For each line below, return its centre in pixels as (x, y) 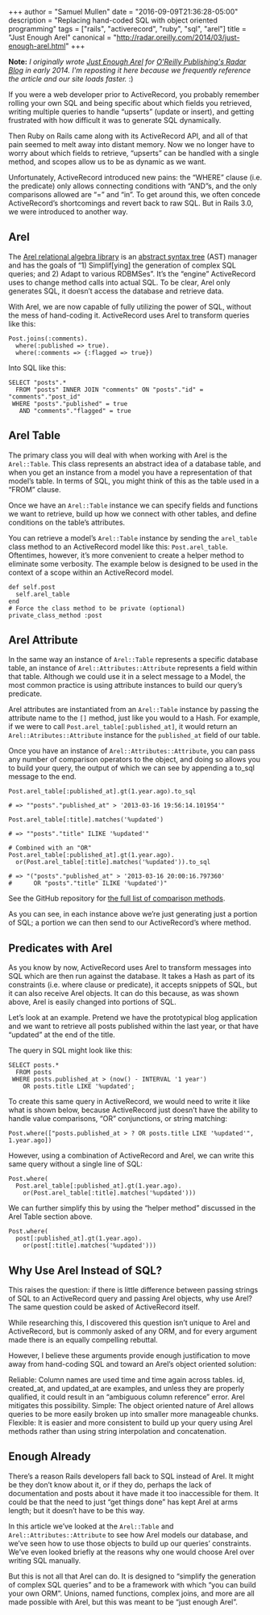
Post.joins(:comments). (48, 339)
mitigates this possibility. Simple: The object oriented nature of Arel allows (131, 1406)
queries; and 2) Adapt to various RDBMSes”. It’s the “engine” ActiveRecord (132, 273)
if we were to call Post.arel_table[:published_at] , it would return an (123, 727)
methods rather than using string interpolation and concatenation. (118, 1432)
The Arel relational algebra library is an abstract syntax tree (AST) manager (133, 256)
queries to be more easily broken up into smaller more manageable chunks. (134, 1415)
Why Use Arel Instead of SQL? (85, 1270)
